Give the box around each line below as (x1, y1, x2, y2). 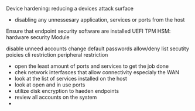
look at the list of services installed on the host (14, 75, 128, 82)
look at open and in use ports (14, 81, 85, 88)
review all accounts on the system (14, 93, 97, 100)
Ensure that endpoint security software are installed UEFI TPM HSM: (6, 27, 171, 34)
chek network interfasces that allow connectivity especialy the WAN (14, 69, 180, 75)
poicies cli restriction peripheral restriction (6, 51, 108, 58)
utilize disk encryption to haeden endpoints (14, 88, 119, 94)
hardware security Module (6, 34, 70, 40)
